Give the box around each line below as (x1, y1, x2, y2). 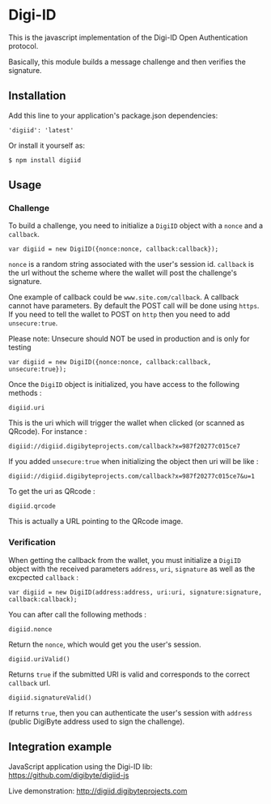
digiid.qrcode (8, 502, 57, 510)
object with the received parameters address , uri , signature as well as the (8, 564, 256, 574)
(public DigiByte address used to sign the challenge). (8, 716, 185, 726)
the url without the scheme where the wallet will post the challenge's (8, 268, 237, 277)
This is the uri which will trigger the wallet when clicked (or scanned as (8, 418, 245, 428)
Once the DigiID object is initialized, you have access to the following (8, 380, 240, 389)
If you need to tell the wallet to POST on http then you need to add (8, 310, 231, 320)
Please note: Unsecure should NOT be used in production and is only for (8, 334, 250, 344)
